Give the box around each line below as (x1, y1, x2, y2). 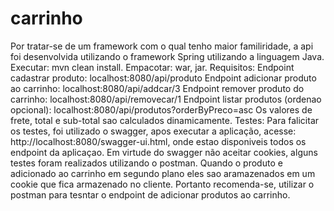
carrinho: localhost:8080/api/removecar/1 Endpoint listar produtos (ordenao (10, 93, 322, 105)
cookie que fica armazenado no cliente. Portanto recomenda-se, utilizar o (10, 178, 315, 190)
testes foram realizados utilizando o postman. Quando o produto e (10, 157, 283, 169)
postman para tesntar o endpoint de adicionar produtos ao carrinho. (10, 188, 291, 201)
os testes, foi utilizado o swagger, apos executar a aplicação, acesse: (10, 125, 297, 137)
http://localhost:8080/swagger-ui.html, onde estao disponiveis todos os (10, 135, 307, 147)
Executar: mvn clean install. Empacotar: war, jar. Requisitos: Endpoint (10, 61, 295, 73)
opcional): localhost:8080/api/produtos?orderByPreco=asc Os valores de (10, 103, 313, 116)
